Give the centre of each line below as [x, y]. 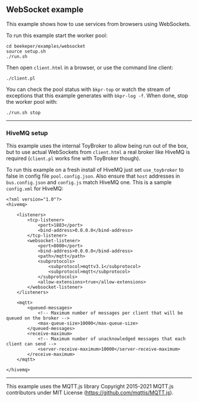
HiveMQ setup [27, 133]
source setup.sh [26, 51]
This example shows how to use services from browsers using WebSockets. [99, 24]
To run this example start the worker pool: [57, 35]
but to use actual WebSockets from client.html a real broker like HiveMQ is [98, 152]
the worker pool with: [32, 102]
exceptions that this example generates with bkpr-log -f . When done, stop [97, 95]
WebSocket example [45, 10]
